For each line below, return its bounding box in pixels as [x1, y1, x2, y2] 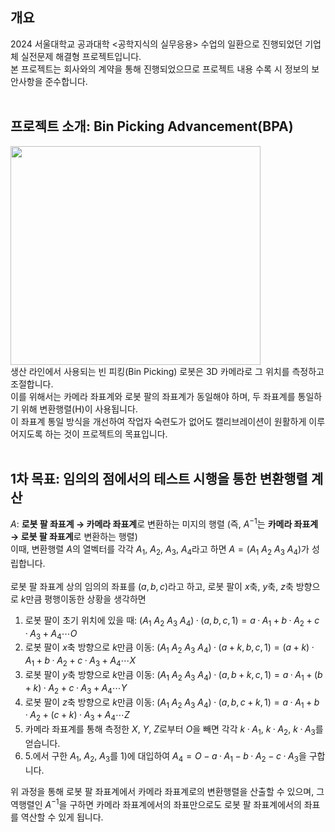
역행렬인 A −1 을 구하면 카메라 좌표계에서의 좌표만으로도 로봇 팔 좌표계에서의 [10, 796, 302, 810]
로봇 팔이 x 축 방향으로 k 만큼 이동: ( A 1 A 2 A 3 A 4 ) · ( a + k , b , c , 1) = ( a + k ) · [24, 641, 315, 656]
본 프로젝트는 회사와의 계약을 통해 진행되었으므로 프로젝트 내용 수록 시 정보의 [10, 63, 310, 75]
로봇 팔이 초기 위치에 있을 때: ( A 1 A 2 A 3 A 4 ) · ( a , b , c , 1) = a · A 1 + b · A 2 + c [24, 614, 320, 628]
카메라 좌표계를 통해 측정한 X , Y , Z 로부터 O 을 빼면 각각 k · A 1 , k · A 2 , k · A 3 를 [24, 723, 324, 738]
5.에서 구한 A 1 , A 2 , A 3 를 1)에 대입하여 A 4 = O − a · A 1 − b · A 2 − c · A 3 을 [24, 750, 307, 764]
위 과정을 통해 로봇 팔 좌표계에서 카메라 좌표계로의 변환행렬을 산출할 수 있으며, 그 [10, 785, 325, 797]
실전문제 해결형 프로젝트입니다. [20, 50, 142, 62]
